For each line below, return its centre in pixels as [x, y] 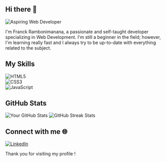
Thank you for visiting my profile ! [40, 154]
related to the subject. [28, 48]
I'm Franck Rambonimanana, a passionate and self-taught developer [77, 32]
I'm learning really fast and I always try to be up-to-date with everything [81, 42]
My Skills [20, 64]
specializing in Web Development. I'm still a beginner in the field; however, [83, 37]
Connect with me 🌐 [36, 132]
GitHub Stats [26, 103]
